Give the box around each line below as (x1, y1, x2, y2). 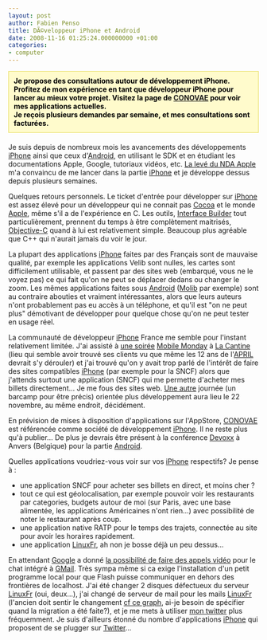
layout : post (8, 11, 52, 20)
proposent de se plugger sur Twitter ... (8, 623, 132, 632)
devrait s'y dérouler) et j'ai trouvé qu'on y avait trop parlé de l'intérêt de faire (8, 358, 259, 367)
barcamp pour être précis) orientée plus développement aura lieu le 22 (8, 392, 240, 401)
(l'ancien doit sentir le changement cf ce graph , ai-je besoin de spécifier (8, 598, 245, 607)
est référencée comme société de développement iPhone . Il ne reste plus (8, 424, 248, 434)
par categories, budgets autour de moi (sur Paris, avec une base (19, 497, 231, 507)
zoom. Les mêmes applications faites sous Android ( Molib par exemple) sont (8, 284, 259, 293)
